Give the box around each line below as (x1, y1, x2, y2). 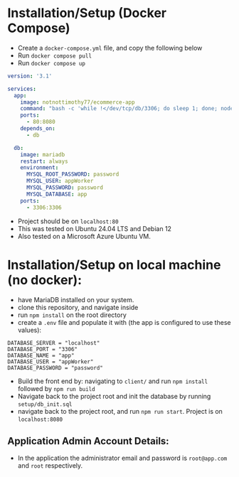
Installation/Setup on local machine (7, 257, 221, 273)
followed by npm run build (17, 384, 95, 392)
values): (17, 326, 41, 334)
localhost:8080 (17, 416, 63, 423)
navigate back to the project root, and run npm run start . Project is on (17, 407, 223, 415)
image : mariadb (20, 151, 65, 158)
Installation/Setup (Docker (7, 5, 167, 21)
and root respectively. (17, 461, 83, 470)
